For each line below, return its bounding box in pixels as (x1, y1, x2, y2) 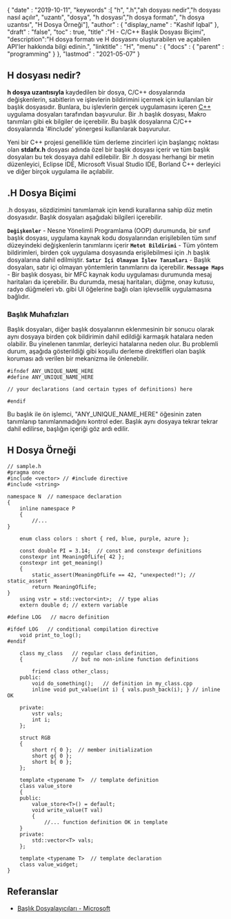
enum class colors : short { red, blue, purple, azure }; (19, 535, 190, 542)
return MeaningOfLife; (32, 583, 97, 590)
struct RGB (19, 734, 51, 741)
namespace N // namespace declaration (7, 493, 122, 500)
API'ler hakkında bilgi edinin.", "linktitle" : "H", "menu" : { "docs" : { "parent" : (7, 43, 224, 50)
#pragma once (7, 469, 45, 476)
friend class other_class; (32, 668, 110, 675)
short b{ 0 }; (32, 758, 72, 765)
